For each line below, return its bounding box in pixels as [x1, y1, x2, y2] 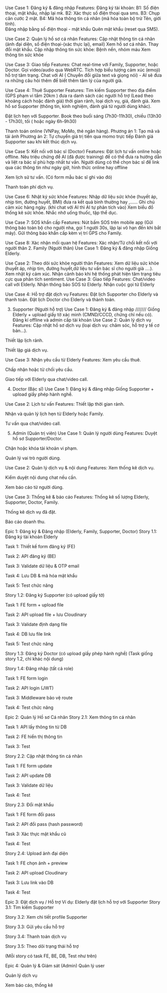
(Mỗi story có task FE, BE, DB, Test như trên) [5, 953, 97, 959]
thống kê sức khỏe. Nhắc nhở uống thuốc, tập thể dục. [5, 210, 118, 215]
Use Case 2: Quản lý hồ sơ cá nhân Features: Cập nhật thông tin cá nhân [5, 36, 155, 42]
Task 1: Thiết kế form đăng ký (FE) [5, 544, 75, 549]
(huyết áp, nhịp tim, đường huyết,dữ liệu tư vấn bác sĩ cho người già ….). [5, 266, 153, 271]
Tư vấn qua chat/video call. [5, 421, 61, 426]
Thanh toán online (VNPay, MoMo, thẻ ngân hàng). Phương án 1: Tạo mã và [5, 128, 160, 134]
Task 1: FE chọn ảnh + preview [5, 860, 68, 866]
